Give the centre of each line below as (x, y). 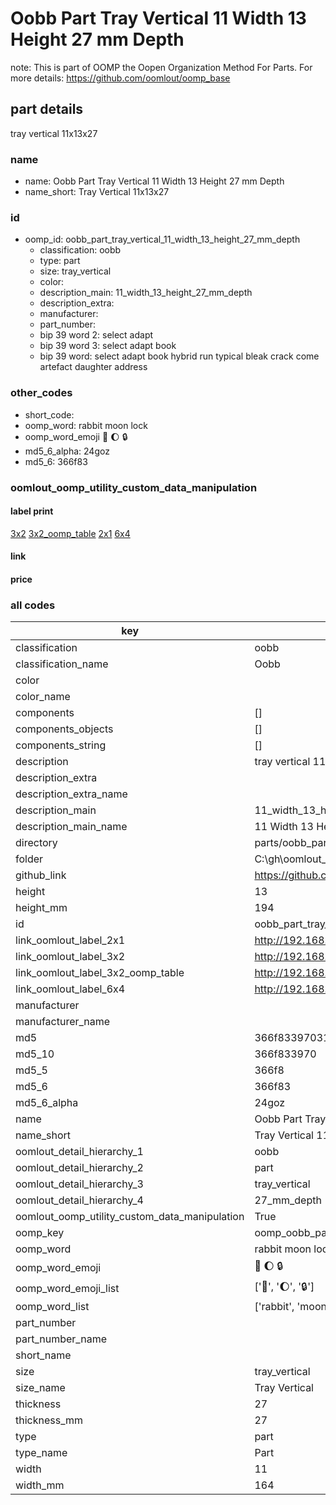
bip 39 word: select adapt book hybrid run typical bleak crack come (179, 356)
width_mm (40, 1485)
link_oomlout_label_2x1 (70, 940)
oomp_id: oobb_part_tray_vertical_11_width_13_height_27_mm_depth (162, 239)
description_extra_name (71, 794)
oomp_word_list (52, 1307)
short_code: (49, 414)
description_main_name (71, 827)
